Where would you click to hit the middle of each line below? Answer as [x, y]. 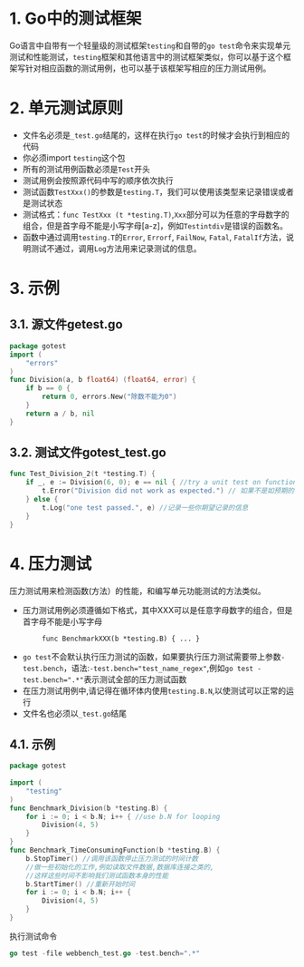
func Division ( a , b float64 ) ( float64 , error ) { [103, 380]
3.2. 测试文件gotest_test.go [88, 453]
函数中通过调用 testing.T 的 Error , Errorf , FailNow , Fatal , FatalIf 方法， [154, 237]
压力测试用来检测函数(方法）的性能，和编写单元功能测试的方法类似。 [138, 591]
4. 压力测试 [51, 564]
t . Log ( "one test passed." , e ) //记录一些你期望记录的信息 [145, 508]
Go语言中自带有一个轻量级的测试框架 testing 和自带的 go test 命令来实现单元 [150, 45]
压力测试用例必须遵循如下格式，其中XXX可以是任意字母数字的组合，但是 [157, 610]
